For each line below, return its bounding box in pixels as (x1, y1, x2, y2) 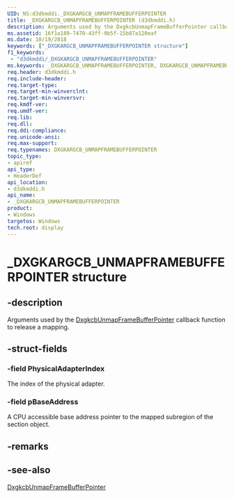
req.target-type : (7, 82, 58, 89)
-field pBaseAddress (7, 397, 79, 407)
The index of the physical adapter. (7, 379, 106, 388)
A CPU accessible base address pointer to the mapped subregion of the (7, 413, 214, 421)
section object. (7, 420, 50, 429)
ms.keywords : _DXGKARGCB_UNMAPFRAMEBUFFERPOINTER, (7, 62, 157, 69)
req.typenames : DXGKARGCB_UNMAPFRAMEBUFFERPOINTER (7, 146, 157, 153)
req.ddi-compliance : (7, 127, 68, 134)
